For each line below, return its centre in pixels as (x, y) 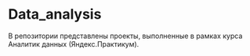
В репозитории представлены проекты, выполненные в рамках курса (125, 36)
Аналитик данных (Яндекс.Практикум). (74, 44)
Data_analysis (55, 14)
